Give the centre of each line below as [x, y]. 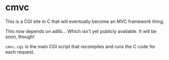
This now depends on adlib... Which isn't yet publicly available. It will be [81, 31]
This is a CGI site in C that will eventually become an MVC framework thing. [85, 21]
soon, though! [20, 37]
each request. [20, 52]
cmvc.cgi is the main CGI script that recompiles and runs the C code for [80, 46]
